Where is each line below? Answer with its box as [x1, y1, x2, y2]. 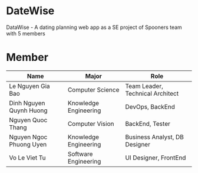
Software [67, 149, 93, 158]
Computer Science [67, 86, 120, 94]
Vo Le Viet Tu [9, 154, 46, 162]
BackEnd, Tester [125, 119, 171, 128]
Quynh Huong [9, 106, 48, 115]
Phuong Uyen [9, 140, 47, 148]
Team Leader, [125, 81, 163, 90]
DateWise [6, 4, 55, 18]
